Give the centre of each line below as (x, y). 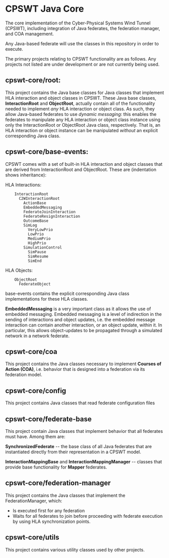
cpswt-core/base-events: (47, 152)
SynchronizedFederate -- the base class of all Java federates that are (79, 446)
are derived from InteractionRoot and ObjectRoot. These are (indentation (81, 169)
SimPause (37, 252)
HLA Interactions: (23, 185)
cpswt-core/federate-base (49, 419)
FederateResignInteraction (52, 216)
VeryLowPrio (40, 229)
